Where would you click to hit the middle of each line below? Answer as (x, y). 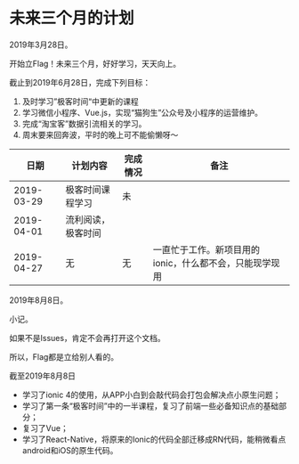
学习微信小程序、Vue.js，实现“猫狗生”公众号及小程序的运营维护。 (142, 112)
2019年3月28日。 (41, 45)
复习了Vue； (45, 427)
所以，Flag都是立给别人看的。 (64, 356)
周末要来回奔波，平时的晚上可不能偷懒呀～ (100, 134)
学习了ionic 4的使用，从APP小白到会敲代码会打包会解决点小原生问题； (151, 395)
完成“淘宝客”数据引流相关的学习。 (84, 123)
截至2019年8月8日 (43, 376)
